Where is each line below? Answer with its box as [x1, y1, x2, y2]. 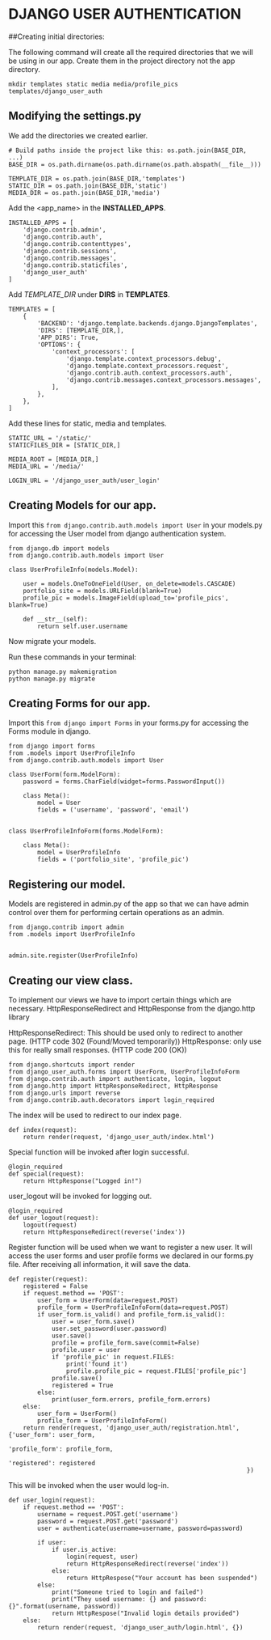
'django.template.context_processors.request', [65, 362, 229, 370]
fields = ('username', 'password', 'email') [37, 806, 190, 814]
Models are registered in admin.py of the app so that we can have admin [8, 899, 249, 909]
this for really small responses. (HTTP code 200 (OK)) [8, 1045, 187, 1054]
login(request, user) [65, 1553, 139, 1561]
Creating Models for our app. [8, 498, 157, 512]
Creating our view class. [8, 973, 133, 987]
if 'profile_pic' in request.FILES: [51, 1353, 175, 1361]
